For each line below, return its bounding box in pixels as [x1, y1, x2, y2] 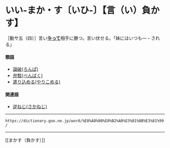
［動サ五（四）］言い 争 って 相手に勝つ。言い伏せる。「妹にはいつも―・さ [5, 35, 156, 41]
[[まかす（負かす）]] [5, 137, 46, 143]
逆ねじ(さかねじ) [12, 103, 48, 109]
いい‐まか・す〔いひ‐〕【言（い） [5, 5, 142, 16]
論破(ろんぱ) [12, 66, 39, 72]
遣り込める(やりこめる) [12, 79, 61, 85]
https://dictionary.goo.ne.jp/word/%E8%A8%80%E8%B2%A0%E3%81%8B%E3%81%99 [5, 119, 164, 124]
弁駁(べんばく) [12, 72, 43, 79]
